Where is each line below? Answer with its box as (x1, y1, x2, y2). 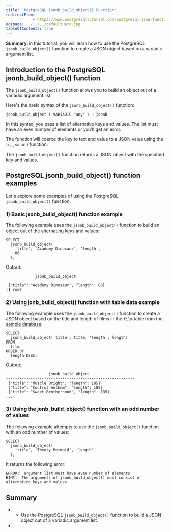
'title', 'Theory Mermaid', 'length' (15, 447, 94, 452)
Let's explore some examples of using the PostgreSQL (6, 193, 119, 199)
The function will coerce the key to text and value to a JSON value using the (6, 136, 163, 142)
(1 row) (6, 287, 22, 292)
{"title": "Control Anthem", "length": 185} (8, 385, 103, 390)
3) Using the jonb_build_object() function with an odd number (6, 406, 160, 413)
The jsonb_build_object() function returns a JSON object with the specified (6, 151, 164, 157)
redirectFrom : (6, 12, 36, 17)
